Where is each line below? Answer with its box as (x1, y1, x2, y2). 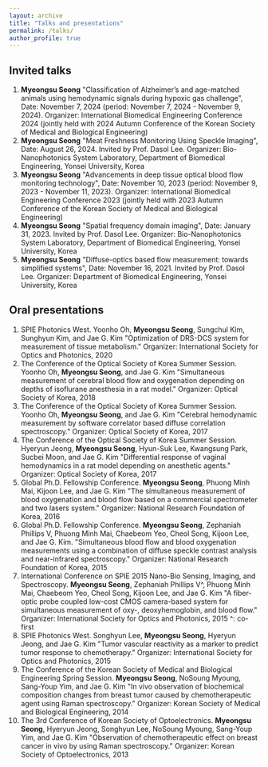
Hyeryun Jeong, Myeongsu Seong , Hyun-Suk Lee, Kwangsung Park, (20, 443, 248, 453)
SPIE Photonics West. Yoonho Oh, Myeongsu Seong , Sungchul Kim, (20, 325, 246, 334)
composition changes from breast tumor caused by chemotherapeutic (20, 689, 252, 700)
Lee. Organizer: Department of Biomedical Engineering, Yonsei (20, 272, 227, 282)
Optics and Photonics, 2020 (20, 350, 113, 360)
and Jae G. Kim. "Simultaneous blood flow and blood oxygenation (20, 537, 238, 546)
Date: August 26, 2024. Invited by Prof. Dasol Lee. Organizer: (20, 145, 222, 154)
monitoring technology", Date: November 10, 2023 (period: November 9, (20, 178, 258, 188)
